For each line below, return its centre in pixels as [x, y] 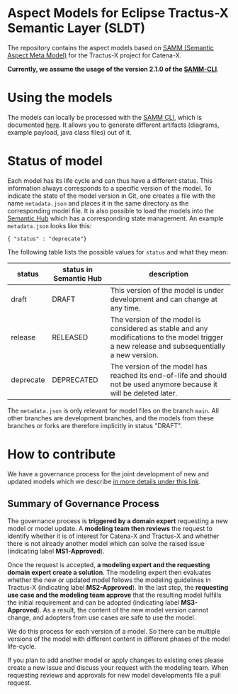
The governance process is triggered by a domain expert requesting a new [118, 521]
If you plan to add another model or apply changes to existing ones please [116, 660]
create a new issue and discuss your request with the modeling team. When [118, 667]
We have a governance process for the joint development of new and [108, 474]
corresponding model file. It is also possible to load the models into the [111, 211]
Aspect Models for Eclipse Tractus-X [118, 13]
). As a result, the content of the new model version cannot [123, 610]
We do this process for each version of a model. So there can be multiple [114, 631]
